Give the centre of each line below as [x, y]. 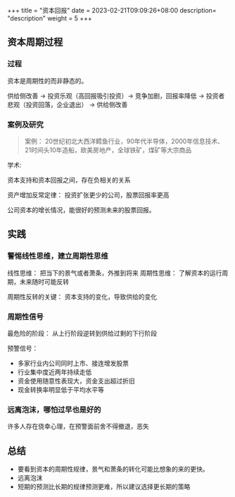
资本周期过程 [35, 42]
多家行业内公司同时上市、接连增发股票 [73, 363]
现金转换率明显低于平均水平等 [61, 389]
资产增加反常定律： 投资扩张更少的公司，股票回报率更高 [88, 195]
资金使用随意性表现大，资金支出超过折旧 [76, 381]
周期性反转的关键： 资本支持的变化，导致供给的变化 [82, 296]
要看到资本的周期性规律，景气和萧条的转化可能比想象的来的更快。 [113, 469]
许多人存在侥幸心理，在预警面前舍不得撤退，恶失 [78, 427]
